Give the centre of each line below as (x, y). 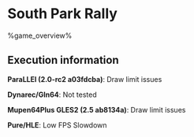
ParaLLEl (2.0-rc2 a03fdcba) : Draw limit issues (85, 79)
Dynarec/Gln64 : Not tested (52, 94)
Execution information (63, 60)
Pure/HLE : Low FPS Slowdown (57, 125)
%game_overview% (40, 35)
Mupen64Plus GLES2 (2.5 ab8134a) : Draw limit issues (97, 109)
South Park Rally (62, 14)
